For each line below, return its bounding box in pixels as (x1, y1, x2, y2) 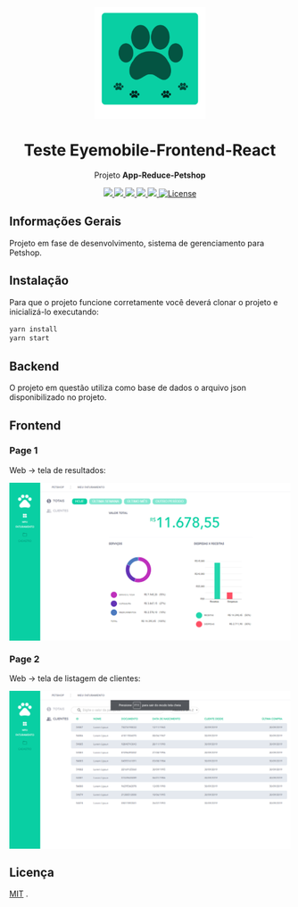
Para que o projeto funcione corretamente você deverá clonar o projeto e (9, 296, 278, 307)
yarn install (9, 324, 58, 334)
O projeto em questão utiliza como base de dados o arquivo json (9, 382, 247, 394)
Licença (9, 864, 55, 880)
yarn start (9, 334, 50, 343)
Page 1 (9, 445, 38, 457)
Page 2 (9, 653, 40, 665)
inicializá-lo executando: (9, 306, 100, 317)
